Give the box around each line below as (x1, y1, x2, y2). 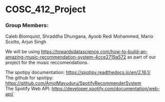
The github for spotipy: (5, 75, 54, 81)
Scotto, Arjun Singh (5, 39, 47, 45)
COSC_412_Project (5, 4, 86, 15)
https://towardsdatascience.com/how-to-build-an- (40, 48, 148, 55)
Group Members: (5, 22, 49, 29)
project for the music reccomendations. (5, 60, 89, 66)
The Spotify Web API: (5, 86, 51, 92)
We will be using (5, 48, 40, 55)
